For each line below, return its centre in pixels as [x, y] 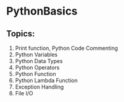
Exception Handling [39, 87]
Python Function [35, 74]
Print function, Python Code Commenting [66, 48]
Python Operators [37, 67]
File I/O [24, 93]
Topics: [21, 34]
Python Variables [36, 55]
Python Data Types [39, 61]
